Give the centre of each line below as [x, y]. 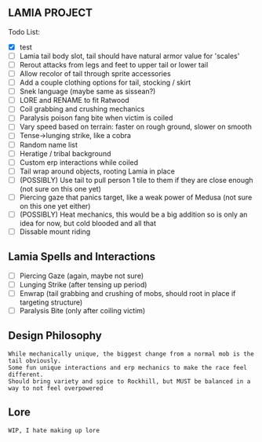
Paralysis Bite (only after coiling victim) [82, 310]
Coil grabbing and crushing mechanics [82, 109]
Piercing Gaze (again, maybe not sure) [82, 276]
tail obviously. [35, 360]
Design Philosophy [55, 336]
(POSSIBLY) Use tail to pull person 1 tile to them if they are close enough [136, 180]
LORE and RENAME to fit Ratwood [74, 100]
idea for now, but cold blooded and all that [88, 223]
